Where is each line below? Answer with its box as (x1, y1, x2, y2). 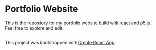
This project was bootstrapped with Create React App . (5, 40, 116, 46)
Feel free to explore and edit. (5, 25, 64, 31)
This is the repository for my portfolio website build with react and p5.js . (5, 20, 152, 26)
